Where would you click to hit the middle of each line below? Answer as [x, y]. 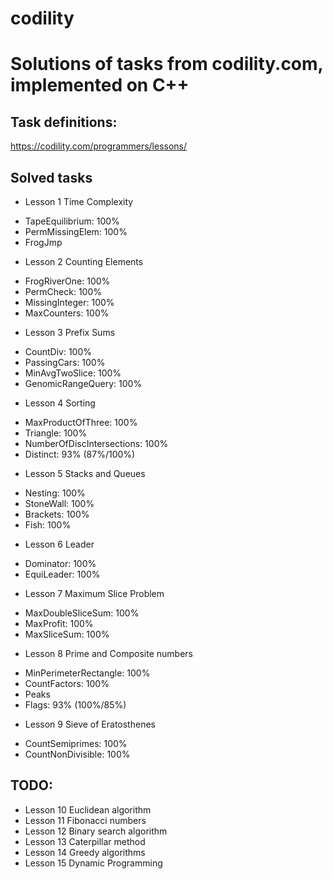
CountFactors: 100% [67, 683]
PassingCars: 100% [65, 362]
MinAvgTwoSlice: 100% [73, 373]
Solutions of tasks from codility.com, [167, 64]
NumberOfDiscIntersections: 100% [96, 443]
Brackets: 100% [57, 514]
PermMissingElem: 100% [76, 231]
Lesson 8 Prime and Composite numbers [108, 653]
